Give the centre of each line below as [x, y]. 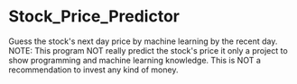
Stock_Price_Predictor [94, 17]
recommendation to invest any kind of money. [93, 70]
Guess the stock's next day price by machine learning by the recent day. [143, 41]
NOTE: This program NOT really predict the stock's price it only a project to [148, 50]
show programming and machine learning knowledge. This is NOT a [135, 60]
